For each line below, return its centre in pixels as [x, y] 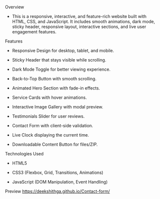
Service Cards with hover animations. [49, 97]
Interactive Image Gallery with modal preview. [57, 107]
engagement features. [34, 32]
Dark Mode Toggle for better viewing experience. [61, 69]
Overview [15, 7]
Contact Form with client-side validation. [53, 126]
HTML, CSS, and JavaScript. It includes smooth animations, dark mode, [83, 22]
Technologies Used [24, 154]
